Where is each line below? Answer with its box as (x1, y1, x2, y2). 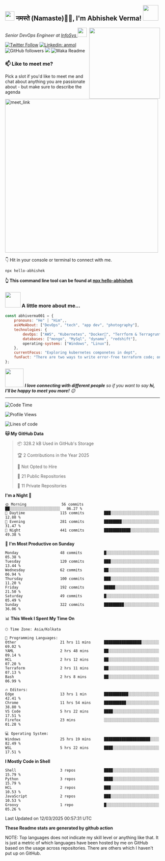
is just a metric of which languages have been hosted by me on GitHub (5, 840, 148, 846)
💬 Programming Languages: (5, 635, 58, 640)
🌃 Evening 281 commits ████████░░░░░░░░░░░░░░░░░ (5, 519, 160, 524)
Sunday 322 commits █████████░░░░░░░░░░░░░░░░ (5, 602, 160, 607)
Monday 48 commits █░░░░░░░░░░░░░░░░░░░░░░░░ (5, 550, 160, 555)
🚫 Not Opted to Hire (17, 464, 57, 470)
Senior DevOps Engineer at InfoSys (5, 32, 77, 38)
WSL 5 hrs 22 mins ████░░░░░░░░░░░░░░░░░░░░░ (5, 745, 160, 750)
